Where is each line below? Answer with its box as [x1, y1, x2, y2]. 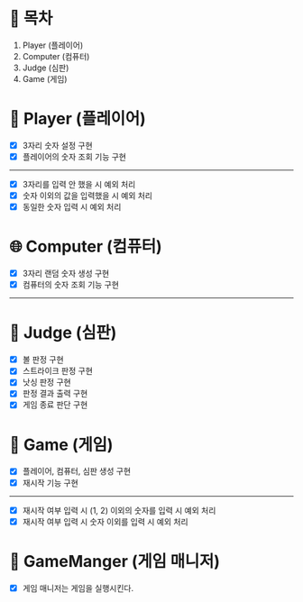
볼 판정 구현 [22, 354, 65, 365]
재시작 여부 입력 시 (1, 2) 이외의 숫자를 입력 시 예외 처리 [22, 505, 216, 515]
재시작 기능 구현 [22, 477, 78, 488]
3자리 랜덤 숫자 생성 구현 [22, 268, 110, 279]
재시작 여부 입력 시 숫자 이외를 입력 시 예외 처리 [22, 515, 188, 527]
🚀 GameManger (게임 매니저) [9, 551, 221, 571]
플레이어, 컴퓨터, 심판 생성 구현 [22, 466, 132, 477]
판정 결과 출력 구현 [22, 388, 88, 399]
